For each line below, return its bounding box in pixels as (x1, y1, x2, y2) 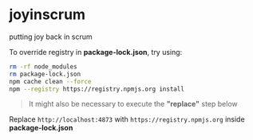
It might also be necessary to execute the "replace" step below (28, 99, 238, 109)
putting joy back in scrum (9, 32, 93, 41)
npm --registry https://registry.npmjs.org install (9, 85, 184, 93)
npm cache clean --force (9, 77, 92, 85)
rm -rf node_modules (9, 62, 78, 71)
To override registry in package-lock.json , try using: (9, 47, 183, 56)
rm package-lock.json (9, 70, 81, 78)
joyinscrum (9, 6, 86, 24)
